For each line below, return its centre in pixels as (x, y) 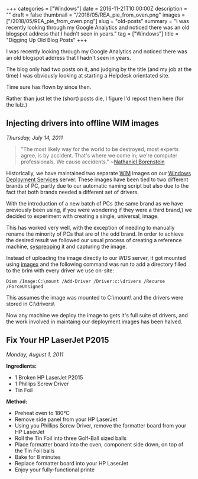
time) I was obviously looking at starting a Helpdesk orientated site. (88, 75)
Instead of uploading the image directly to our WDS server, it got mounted (96, 258)
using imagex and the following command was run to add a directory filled (96, 264)
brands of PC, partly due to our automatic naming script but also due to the (98, 185)
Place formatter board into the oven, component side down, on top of (99, 444)
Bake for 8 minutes (38, 457)
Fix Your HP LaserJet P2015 (58, 340)
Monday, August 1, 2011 (35, 354)
